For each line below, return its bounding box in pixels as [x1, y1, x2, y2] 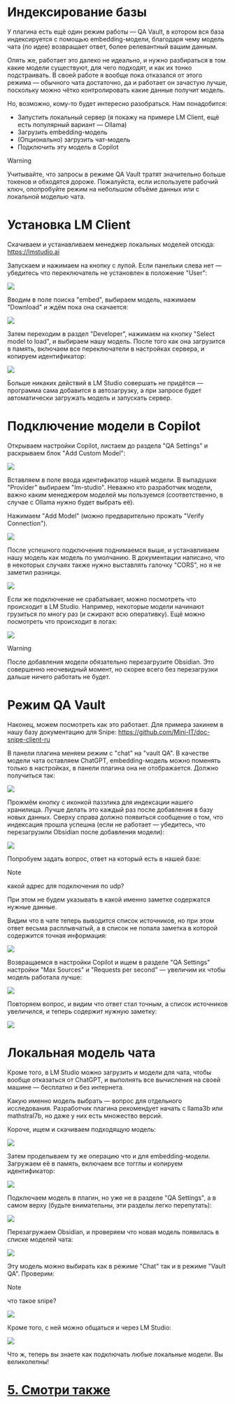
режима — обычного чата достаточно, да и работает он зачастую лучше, [7, 78, 228, 86]
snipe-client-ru [7, 735, 50, 744]
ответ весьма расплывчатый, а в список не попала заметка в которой [7, 923, 218, 932]
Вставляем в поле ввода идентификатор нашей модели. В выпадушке [7, 475, 217, 484]
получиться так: [7, 771, 55, 780]
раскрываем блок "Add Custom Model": [7, 448, 126, 457]
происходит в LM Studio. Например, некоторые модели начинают [7, 602, 205, 610]
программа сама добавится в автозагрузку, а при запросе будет [7, 386, 201, 394]
